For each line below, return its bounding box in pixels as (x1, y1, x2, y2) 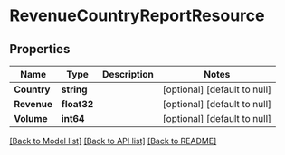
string (61, 83, 88, 96)
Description (102, 68, 154, 80)
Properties (9, 41, 71, 57)
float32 (61, 98, 94, 110)
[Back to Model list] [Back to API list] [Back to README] (9, 136, 217, 146)
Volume (14, 113, 48, 124)
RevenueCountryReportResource (9, 5, 265, 26)
